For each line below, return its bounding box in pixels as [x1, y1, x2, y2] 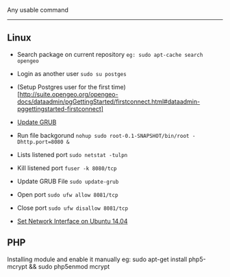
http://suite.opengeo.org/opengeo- [19, 90, 118, 98]
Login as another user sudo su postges [16, 69, 127, 77]
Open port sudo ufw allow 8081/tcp [16, 190, 118, 198]
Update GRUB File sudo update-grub [16, 177, 119, 185]
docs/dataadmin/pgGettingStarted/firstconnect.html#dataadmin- [16, 97, 201, 106]
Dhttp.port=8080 [16, 138, 64, 145]
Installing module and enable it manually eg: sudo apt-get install [7, 255, 188, 263]
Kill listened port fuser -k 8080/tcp [16, 164, 117, 172]
